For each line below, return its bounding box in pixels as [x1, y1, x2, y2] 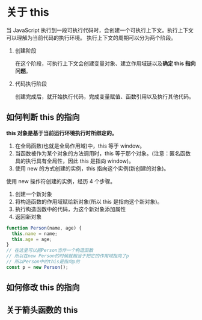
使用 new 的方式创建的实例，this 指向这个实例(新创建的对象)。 [14, 165, 170, 172]
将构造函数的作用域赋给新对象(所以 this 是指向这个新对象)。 [14, 198, 163, 205]
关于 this [6, 5, 49, 19]
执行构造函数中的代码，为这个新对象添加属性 [14, 205, 126, 213]
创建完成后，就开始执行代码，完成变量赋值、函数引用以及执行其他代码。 [14, 93, 194, 100]
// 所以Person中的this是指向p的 [6, 259, 80, 265]
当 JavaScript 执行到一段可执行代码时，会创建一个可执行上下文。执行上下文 [6, 27, 194, 34]
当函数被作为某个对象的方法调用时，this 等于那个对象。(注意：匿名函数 [14, 149, 191, 157]
